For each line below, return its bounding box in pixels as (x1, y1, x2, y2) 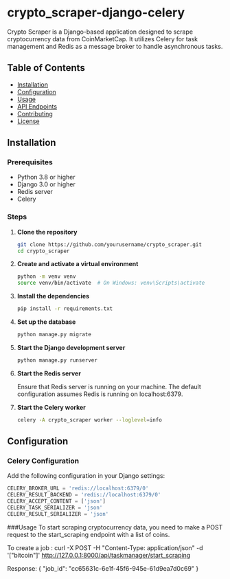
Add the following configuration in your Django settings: (7, 472, 165, 480)
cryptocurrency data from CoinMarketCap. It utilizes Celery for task (7, 34, 198, 43)
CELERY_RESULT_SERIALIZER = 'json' (7, 510, 109, 517)
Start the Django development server (16, 343, 126, 351)
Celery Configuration (7, 456, 80, 466)
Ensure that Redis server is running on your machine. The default (16, 382, 201, 391)
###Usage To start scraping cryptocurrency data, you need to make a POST (7, 523, 223, 531)
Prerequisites (7, 157, 53, 167)
